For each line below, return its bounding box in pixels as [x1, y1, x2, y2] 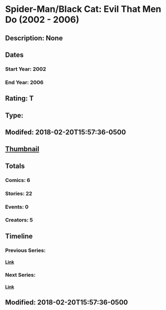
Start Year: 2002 [5, 66, 46, 73]
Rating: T [5, 94, 34, 103]
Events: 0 [5, 203, 29, 210]
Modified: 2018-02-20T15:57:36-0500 [5, 298, 128, 307]
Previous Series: [5, 247, 46, 254]
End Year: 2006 [5, 78, 44, 85]
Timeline [5, 232, 33, 240]
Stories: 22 [5, 190, 32, 197]
